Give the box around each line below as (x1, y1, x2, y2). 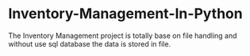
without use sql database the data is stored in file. (8, 39, 171, 48)
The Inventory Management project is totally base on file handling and (8, 31, 237, 40)
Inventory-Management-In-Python (8, 5, 244, 23)
